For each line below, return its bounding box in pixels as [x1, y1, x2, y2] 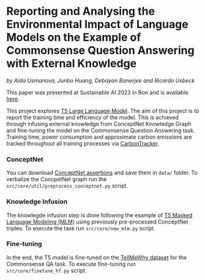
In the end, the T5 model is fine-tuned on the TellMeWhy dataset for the [6, 254, 187, 261]
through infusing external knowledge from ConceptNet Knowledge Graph [6, 120, 192, 127]
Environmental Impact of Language [6, 17, 188, 31]
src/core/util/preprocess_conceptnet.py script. [6, 182, 129, 190]
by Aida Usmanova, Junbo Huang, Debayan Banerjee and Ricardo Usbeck [6, 77, 195, 84]
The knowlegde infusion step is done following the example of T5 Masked [6, 211, 193, 219]
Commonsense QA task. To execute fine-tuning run [6, 260, 136, 268]
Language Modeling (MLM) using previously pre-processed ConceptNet [6, 218, 188, 225]
